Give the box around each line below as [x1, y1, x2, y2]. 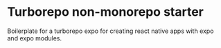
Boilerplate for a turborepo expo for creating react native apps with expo [7, 27, 214, 35]
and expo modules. [7, 34, 62, 42]
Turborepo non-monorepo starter [7, 4, 204, 20]
